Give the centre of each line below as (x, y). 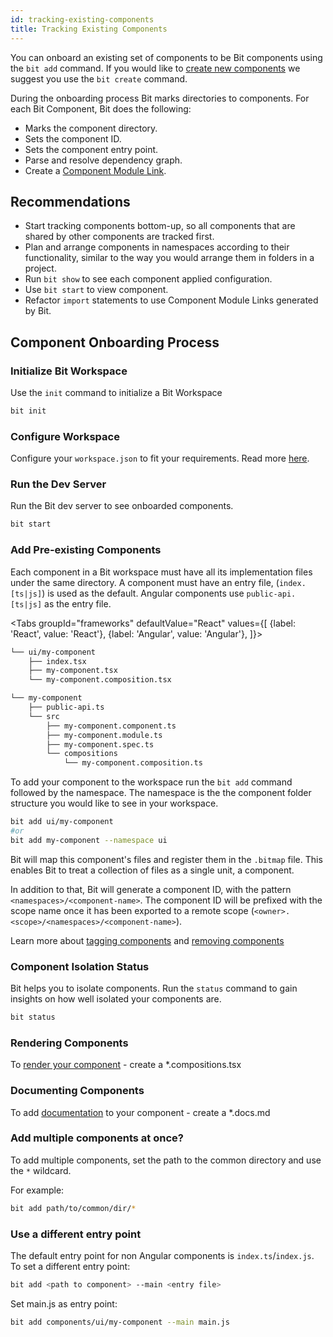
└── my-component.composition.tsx (100, 680)
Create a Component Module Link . (95, 170)
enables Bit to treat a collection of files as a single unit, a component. (152, 870)
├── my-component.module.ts (104, 735)
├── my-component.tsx (73, 671)
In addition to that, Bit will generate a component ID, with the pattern (151, 889)
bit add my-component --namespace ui (89, 840)
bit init (28, 411)
